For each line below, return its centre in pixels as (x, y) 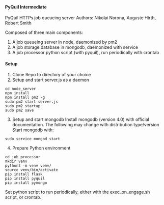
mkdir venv (16, 161)
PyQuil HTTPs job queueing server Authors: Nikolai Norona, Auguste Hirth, (81, 18)
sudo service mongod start (33, 139)
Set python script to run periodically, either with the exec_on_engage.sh (78, 192)
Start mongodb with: (33, 130)
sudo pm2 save (20, 111)
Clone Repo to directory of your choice (52, 75)
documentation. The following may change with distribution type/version (86, 125)
